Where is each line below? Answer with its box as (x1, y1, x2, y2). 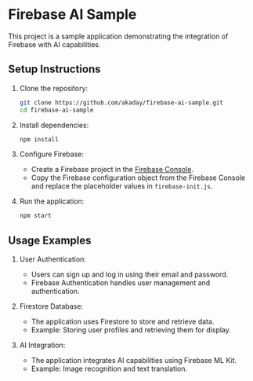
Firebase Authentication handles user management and (31, 278, 211, 288)
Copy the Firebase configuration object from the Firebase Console (31, 173, 245, 182)
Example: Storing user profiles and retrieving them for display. (31, 325, 231, 335)
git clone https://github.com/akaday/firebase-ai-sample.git (19, 98, 224, 107)
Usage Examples (8, 233, 92, 247)
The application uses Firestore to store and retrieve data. (31, 317, 215, 327)
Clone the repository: (19, 83, 89, 93)
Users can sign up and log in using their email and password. (31, 269, 229, 280)
